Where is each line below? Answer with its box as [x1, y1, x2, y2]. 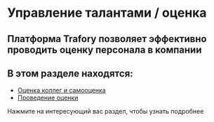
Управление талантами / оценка [7, 5, 207, 21]
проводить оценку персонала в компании [7, 43, 202, 55]
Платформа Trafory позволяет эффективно [7, 33, 207, 45]
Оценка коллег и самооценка [17, 86, 107, 95]
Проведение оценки [17, 93, 79, 102]
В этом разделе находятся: [7, 67, 133, 79]
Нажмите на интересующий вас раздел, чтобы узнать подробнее [7, 107, 204, 116]
